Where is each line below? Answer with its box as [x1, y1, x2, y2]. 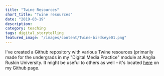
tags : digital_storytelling [5, 30, 64, 35]
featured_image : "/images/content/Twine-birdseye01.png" [5, 35, 127, 40]
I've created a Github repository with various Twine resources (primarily [5, 48, 154, 55]
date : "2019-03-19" [5, 16, 46, 21]
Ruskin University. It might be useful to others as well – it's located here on [5, 59, 159, 65]
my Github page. [5, 64, 40, 70]
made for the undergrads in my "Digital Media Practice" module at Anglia [5, 54, 155, 60]
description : [5, 21, 33, 26]
